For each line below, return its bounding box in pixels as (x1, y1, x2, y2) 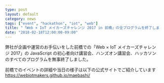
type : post (5, 7, 28, 12)
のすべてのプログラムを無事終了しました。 (5, 56, 91, 62)
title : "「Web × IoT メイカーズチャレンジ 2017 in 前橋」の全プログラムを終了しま (5, 26, 160, 30)
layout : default (5, 12, 38, 17)
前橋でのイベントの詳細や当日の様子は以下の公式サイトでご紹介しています (5, 67, 156, 73)
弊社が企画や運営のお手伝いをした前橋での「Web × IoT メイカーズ (5, 44, 139, 50)
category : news (5, 16, 36, 21)
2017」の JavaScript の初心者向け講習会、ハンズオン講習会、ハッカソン (10, 50, 157, 56)
